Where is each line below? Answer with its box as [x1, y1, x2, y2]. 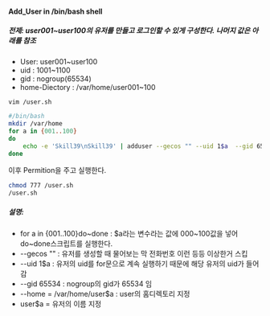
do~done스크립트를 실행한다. [19, 239, 113, 248]
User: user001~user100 [19, 56, 98, 66]
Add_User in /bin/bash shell [8, 6, 103, 16]
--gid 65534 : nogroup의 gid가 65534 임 [19, 279, 153, 289]
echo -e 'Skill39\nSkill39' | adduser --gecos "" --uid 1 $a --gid [22, 142, 253, 150]
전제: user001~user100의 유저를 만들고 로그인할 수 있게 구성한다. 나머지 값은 [8, 26, 251, 35]
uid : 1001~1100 [19, 65, 71, 75]
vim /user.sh [8, 97, 52, 106]
